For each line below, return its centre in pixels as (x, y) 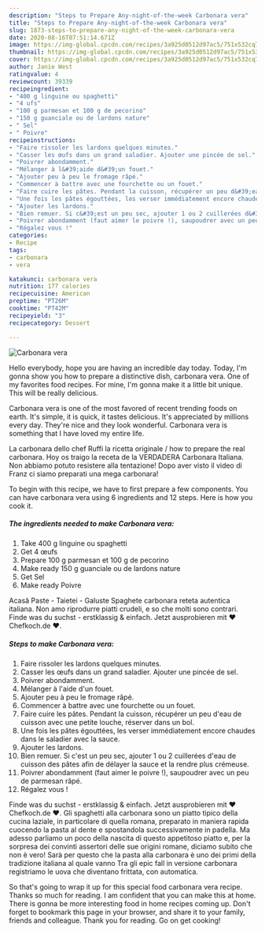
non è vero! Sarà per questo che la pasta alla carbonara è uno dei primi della (132, 855)
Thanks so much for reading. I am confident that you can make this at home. (132, 895)
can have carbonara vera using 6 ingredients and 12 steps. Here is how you (131, 497)
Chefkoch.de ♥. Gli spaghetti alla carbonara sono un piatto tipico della (123, 813)
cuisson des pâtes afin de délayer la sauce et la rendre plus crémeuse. (135, 764)
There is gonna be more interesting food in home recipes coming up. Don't (130, 904)
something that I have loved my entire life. (77, 433)
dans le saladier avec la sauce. (70, 739)
